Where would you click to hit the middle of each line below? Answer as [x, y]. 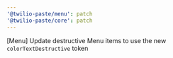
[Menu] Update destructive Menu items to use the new [86, 40]
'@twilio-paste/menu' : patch [50, 14]
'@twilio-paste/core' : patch [50, 21]
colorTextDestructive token [48, 48]
